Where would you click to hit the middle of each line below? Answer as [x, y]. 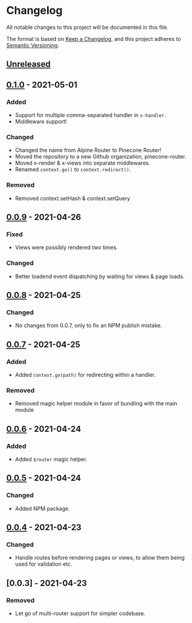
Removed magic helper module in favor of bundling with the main [96, 403]
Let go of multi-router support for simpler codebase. [80, 613]
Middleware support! [41, 122]
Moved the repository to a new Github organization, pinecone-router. [101, 157]
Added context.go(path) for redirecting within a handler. [85, 375]
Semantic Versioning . [33, 45]
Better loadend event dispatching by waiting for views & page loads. [100, 276]
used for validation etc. [43, 564]
